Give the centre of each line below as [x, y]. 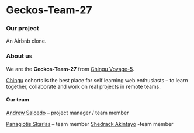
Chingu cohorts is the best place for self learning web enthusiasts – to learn [97, 80]
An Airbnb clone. [26, 41]
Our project [22, 29]
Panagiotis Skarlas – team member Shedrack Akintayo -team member [90, 124]
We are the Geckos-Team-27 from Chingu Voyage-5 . [70, 69]
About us [19, 56]
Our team [18, 100]
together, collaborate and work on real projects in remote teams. [83, 86]
